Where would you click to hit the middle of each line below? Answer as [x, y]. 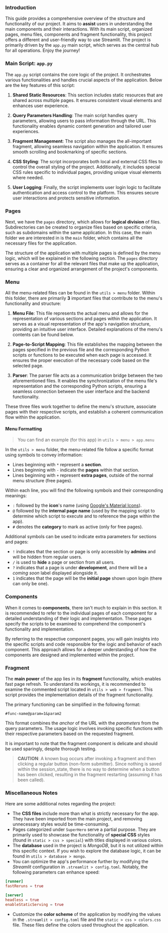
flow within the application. [33, 417]
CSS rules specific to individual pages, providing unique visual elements [87, 172]
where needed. [28, 177]
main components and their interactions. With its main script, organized [79, 29]
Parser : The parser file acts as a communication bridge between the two [88, 375]
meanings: [16, 496]
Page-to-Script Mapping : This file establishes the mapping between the [87, 344]
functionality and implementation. [40, 629]
